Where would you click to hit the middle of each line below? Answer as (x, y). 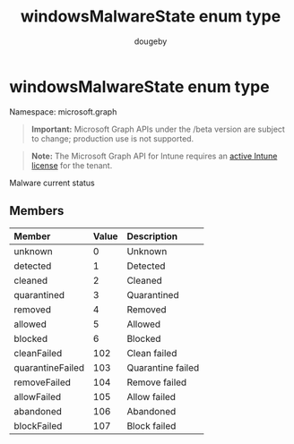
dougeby (151, 41)
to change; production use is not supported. (112, 138)
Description (152, 236)
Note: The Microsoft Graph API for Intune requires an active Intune (154, 156)
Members (37, 211)
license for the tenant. (72, 165)
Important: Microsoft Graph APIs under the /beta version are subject (158, 129)
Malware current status (52, 183)
